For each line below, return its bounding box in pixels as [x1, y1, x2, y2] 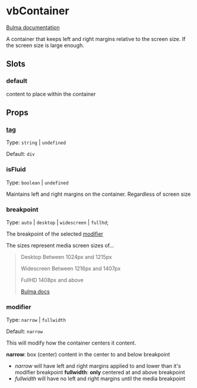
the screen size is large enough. [6, 42, 85, 49]
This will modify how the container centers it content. [6, 339, 136, 346]
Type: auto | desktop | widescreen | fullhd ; [6, 218, 109, 226]
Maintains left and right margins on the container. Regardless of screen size [6, 190, 191, 198]
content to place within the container [6, 90, 96, 98]
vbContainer [6, 4, 69, 18]
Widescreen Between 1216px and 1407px [20, 265, 121, 272]
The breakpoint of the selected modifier [6, 230, 104, 237]
